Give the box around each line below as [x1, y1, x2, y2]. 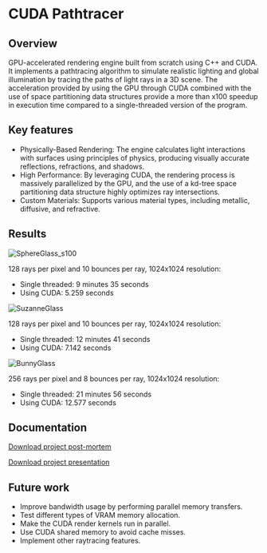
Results [8, 227, 47, 241]
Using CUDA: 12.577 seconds [19, 397, 117, 408]
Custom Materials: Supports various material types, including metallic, [19, 195, 250, 205]
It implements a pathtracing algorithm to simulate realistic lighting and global [8, 66, 259, 76]
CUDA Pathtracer [8, 5, 124, 23]
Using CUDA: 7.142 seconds [19, 343, 112, 352]
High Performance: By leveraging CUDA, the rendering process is [19, 169, 235, 180]
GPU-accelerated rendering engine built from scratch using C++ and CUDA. [8, 58, 258, 67]
